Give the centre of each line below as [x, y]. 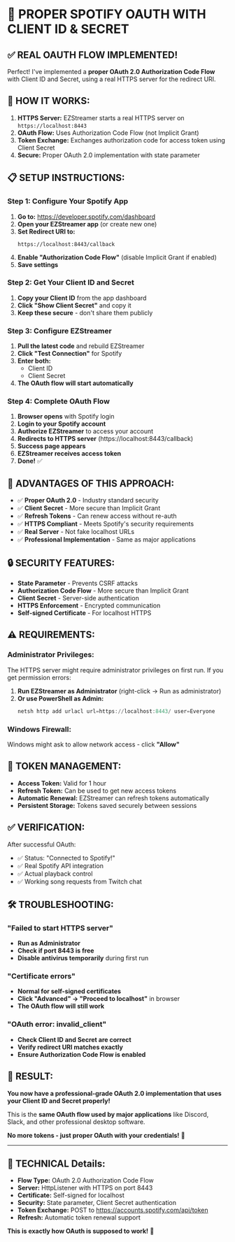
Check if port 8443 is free [56, 951]
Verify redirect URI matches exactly [70, 1047]
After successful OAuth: [42, 844]
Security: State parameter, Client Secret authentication [97, 1203]
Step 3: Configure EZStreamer [59, 331]
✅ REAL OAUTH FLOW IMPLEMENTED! [93, 55]
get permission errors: [39, 677]
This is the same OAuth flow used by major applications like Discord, [108, 1114]
